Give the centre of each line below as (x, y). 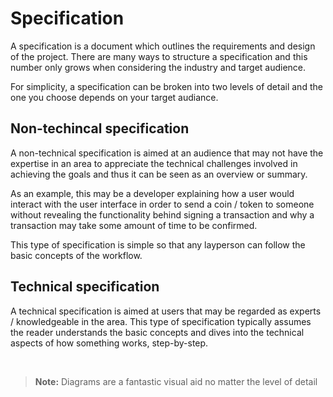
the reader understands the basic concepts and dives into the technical (157, 332)
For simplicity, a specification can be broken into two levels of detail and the (166, 86)
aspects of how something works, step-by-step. (109, 343)
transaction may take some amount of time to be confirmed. (134, 225)
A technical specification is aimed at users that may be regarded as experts (166, 311)
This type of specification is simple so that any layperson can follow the (158, 244)
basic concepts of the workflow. (76, 255)
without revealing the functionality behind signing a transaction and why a (162, 214)
